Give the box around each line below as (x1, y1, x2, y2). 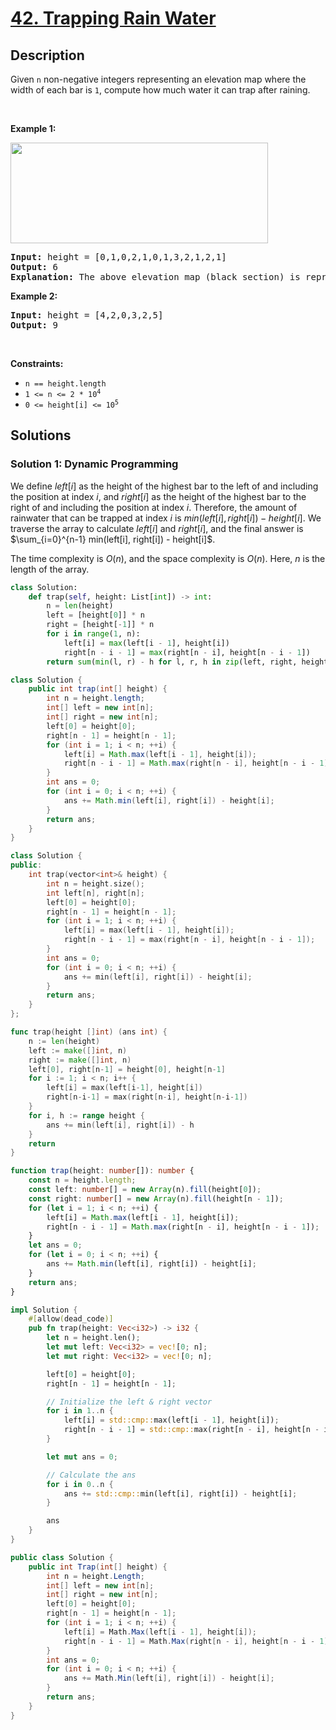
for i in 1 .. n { (46, 1406, 114, 1416)
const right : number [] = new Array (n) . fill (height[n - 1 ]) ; (28, 1193, 284, 1204)
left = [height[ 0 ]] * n (46, 610, 145, 621)
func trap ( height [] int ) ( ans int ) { (10, 1027, 168, 1037)
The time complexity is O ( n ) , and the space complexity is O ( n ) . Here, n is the (10, 552, 326, 564)
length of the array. (10, 563, 90, 575)
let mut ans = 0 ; (46, 1452, 118, 1462)
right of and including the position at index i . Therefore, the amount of (10, 501, 298, 513)
